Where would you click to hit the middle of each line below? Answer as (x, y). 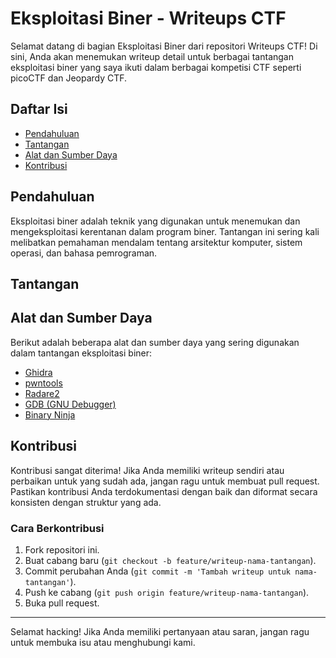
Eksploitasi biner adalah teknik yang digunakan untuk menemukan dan (155, 221)
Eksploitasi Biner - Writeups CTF (148, 18)
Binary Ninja (50, 414)
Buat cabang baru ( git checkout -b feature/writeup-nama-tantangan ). (170, 560)
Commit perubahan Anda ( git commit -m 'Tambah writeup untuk (158, 571)
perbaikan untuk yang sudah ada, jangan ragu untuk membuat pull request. (165, 481)
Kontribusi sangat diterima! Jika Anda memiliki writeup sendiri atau (147, 470)
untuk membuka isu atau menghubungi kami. (103, 642)
